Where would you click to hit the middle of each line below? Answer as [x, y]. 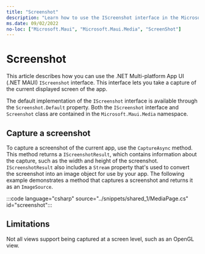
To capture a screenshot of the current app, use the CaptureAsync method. [100, 148]
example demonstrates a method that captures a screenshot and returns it [100, 180]
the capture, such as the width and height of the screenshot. [82, 161]
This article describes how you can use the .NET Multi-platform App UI [95, 76]
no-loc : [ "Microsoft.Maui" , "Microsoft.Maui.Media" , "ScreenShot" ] [94, 29]
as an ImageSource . [30, 187]
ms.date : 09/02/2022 [33, 23]
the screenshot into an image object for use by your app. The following [95, 174]
